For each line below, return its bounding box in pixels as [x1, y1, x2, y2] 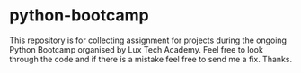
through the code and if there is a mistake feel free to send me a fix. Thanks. [9, 53, 293, 64]
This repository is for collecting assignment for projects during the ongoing [9, 35, 288, 45]
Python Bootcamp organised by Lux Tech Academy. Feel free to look [9, 44, 263, 54]
